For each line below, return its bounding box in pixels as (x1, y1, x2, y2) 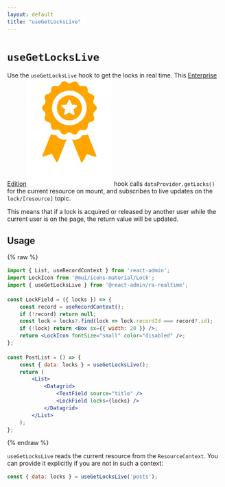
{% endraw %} (7, 439, 49, 447)
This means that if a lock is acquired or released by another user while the (7, 208, 217, 216)
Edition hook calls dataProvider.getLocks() (7, 180, 215, 188)
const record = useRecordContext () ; (19, 303, 125, 310)
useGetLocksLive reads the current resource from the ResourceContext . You (7, 452, 218, 460)
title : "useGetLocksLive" (7, 18, 81, 25)
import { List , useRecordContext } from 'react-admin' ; (7, 268, 170, 274)
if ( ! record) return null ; (19, 311, 97, 318)
